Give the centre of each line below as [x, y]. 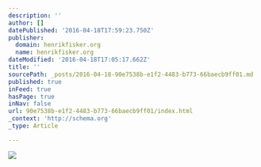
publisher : [26, 38]
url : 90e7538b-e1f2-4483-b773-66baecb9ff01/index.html [101, 112]
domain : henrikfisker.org [58, 45]
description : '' [35, 15]
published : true [35, 82]
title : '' [25, 67]
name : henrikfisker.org [54, 52]
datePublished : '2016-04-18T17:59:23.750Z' [81, 30]
